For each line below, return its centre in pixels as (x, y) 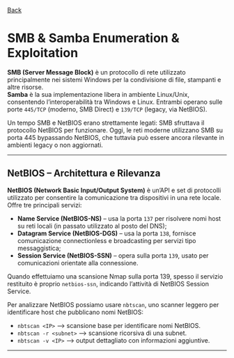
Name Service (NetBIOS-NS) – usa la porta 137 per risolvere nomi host (119, 218)
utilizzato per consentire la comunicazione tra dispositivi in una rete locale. (114, 197)
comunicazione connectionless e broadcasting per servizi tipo (107, 240)
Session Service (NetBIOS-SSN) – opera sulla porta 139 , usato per (113, 255)
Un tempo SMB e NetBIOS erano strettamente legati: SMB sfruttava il (106, 123)
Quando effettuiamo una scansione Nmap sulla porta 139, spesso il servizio (115, 276)
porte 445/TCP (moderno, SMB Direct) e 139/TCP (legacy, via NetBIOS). (107, 109)
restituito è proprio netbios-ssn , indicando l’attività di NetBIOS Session (108, 283)
